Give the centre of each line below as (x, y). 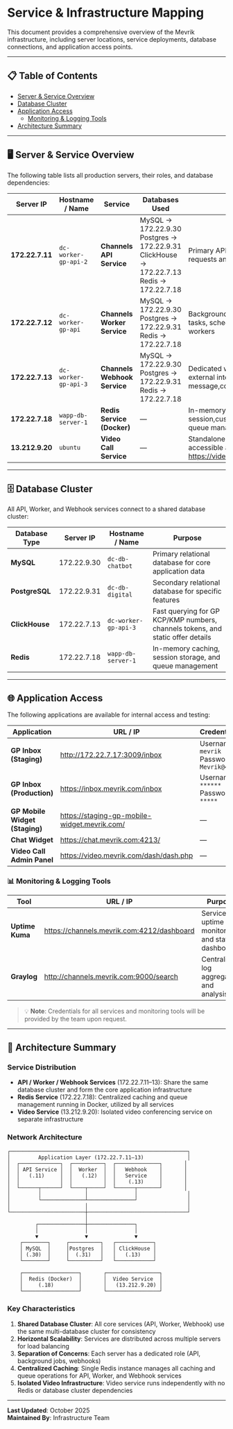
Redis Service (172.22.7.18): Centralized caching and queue (102, 1097)
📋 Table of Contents (53, 76)
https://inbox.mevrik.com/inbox (111, 789)
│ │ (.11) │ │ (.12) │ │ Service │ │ (97, 1176)
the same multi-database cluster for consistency (86, 1331)
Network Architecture (45, 1137)
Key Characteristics (41, 1309)
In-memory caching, (186, 649)
